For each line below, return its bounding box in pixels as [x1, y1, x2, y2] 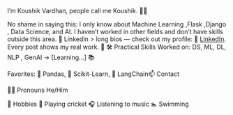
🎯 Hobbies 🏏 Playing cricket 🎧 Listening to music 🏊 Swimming [7, 100, 190, 108]
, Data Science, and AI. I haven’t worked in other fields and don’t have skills [7, 28, 223, 36]
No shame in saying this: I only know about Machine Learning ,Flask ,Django [7, 20, 227, 28]
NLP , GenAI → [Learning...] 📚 [7, 53, 95, 61]
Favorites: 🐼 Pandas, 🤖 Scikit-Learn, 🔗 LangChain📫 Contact [7, 70, 180, 78]
